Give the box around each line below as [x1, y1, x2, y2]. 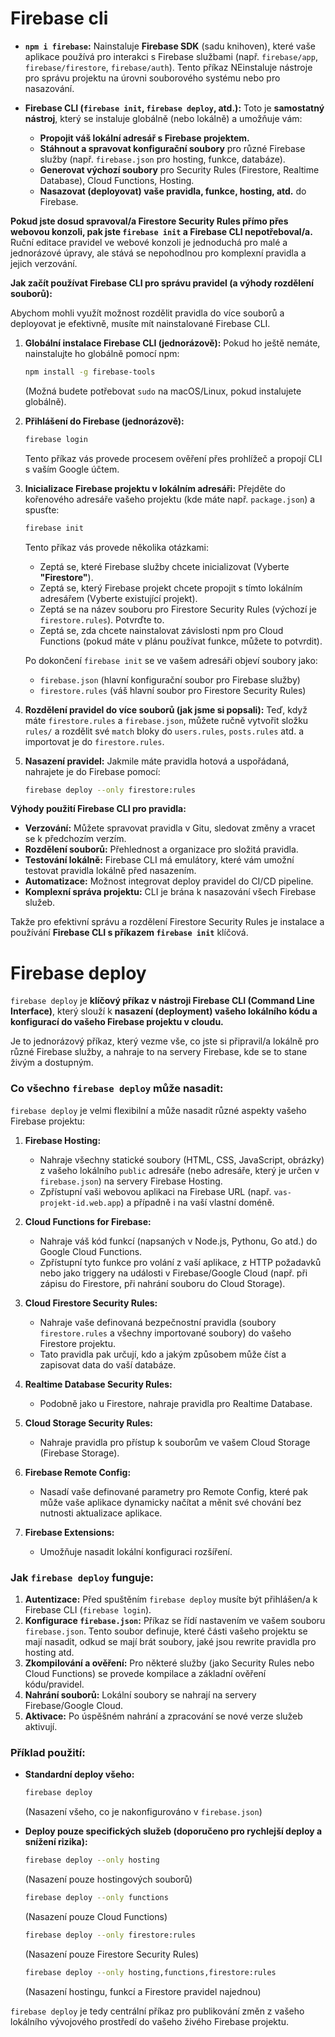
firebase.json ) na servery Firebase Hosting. [39, 1175, 223, 1187]
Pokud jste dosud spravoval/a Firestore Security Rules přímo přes [10, 215, 289, 227]
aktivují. [24, 1720, 58, 1732]
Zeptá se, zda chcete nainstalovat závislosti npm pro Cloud [39, 624, 284, 636]
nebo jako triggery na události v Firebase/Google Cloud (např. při [39, 1267, 308, 1279]
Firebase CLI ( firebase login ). [24, 1603, 152, 1616]
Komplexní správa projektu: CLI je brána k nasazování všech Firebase [24, 886, 317, 898]
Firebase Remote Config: [24, 1466, 132, 1478]
